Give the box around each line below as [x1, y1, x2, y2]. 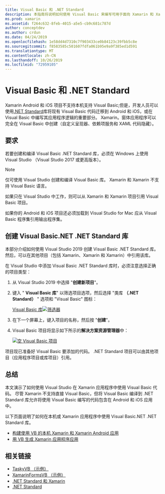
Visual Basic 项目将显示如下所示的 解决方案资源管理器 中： [12, 327, 129, 333]
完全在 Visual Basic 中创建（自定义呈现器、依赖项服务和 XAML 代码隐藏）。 [5, 121, 157, 127]
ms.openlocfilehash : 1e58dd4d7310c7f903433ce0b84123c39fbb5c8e [5, 39, 137, 44]
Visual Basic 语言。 [10, 183, 50, 189]
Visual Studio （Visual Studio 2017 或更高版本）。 [5, 156, 104, 163]
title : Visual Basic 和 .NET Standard [5, 7, 84, 12]
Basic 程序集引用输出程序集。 [5, 216, 65, 222]
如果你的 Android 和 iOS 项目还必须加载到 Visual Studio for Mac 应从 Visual [5, 210, 157, 216]
